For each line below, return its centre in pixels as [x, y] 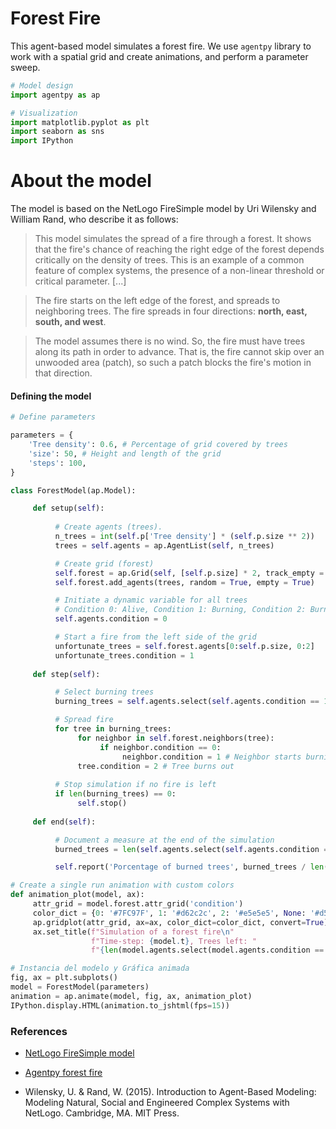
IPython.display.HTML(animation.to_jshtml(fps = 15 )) [120, 1005]
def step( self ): [66, 674]
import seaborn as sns [57, 132]
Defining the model [51, 396]
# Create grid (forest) [104, 563]
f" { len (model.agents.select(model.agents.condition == [207, 950]
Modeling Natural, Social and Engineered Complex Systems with [157, 1102]
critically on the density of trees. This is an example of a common [169, 260]
